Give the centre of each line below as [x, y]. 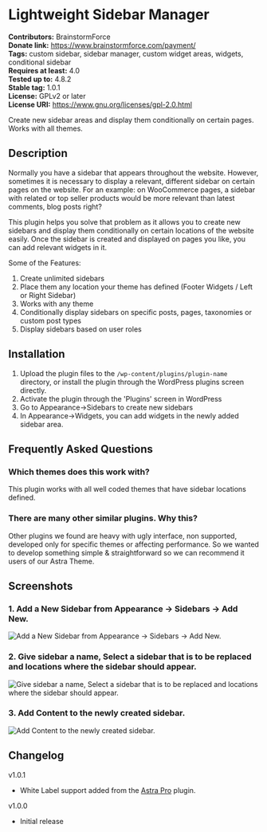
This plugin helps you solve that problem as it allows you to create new [124, 222]
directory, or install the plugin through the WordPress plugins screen [132, 382]
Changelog [36, 756]
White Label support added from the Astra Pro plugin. [108, 790]
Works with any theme [57, 304]
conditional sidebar [40, 62]
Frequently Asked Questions [81, 449]
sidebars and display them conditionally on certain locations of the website [132, 230]
